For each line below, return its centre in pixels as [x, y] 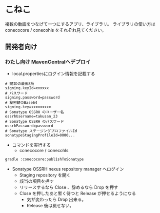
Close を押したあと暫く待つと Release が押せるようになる [78, 193]
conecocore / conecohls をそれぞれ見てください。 [56, 30]
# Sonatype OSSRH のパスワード [35, 121]
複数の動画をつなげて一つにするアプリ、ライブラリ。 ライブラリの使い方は [80, 24]
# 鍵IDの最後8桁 [20, 84]
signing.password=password [32, 97]
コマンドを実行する [31, 145]
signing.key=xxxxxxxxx [28, 107]
